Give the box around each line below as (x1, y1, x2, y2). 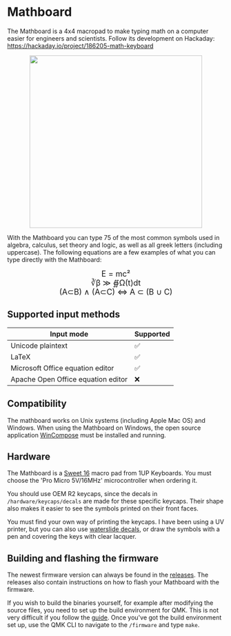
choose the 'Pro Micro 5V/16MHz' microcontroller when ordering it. (7, 477, 198, 485)
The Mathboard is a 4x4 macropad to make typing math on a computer (7, 27, 209, 35)
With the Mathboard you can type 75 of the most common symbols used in (7, 233, 220, 241)
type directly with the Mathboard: (7, 255, 102, 264)
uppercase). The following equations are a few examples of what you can (7, 248, 216, 256)
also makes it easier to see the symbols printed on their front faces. (7, 504, 199, 513)
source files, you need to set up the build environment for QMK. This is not (7, 606, 219, 615)
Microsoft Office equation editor (10, 363, 114, 372)
